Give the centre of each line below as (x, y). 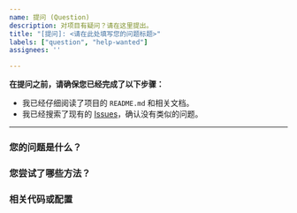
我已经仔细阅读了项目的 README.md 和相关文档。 (108, 103)
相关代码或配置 (41, 199)
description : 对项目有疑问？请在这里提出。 (81, 26)
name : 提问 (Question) (49, 17)
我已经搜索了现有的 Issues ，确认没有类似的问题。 (112, 114)
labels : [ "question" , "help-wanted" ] (79, 42)
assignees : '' (35, 50)
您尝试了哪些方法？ (50, 173)
